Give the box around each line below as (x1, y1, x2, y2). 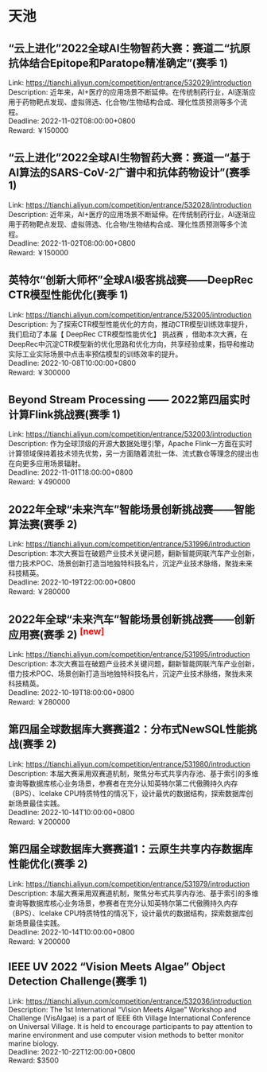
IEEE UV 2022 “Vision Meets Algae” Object (8, 960, 226, 974)
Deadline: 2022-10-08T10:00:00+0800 (8, 358, 137, 367)
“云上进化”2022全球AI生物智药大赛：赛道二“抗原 (8, 41, 251, 55)
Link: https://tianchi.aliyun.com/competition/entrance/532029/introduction (8, 78, 252, 87)
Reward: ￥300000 (8, 367, 71, 377)
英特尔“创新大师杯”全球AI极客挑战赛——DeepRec (8, 274, 253, 287)
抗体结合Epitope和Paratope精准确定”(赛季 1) (8, 56, 228, 70)
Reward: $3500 (8, 1055, 60, 1065)
